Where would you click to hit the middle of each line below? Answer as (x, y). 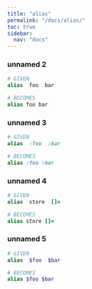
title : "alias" (29, 14)
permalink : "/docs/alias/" (46, 20)
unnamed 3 (27, 122)
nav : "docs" (31, 40)
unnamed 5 (27, 239)
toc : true (22, 27)
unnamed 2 (27, 65)
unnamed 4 (27, 181)
